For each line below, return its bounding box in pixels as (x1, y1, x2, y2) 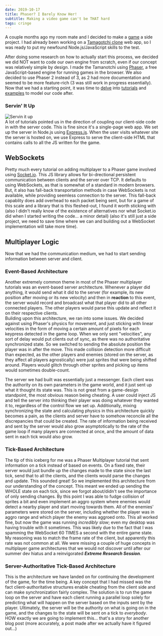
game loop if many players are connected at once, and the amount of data (5, 429, 154, 434)
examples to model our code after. (5, 90, 74, 96)
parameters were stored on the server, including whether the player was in (5, 509, 155, 515)
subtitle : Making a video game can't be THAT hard (5, 16, 110, 21)
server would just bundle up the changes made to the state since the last (5, 467, 151, 473)
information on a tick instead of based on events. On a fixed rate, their (5, 462, 145, 468)
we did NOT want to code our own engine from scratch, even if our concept (5, 59, 157, 65)
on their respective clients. (5, 310, 58, 316)
